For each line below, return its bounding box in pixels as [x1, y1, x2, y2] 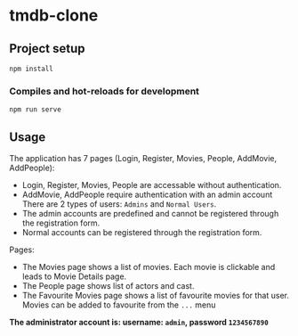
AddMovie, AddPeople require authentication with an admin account [21, 189, 273, 201]
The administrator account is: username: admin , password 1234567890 [9, 317, 269, 328]
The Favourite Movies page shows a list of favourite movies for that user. [21, 291, 289, 301]
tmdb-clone [9, 5, 99, 26]
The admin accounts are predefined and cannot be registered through [21, 209, 279, 219]
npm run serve [9, 105, 62, 114]
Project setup [9, 41, 86, 56]
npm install [9, 64, 53, 73]
